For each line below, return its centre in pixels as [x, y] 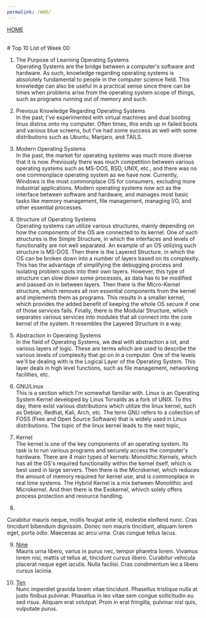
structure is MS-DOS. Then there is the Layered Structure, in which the [105, 251]
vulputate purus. [36, 608]
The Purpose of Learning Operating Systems [72, 59]
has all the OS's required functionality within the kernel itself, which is [104, 463]
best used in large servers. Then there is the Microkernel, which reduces [108, 470]
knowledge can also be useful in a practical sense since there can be [103, 86]
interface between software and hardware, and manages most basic [102, 194]
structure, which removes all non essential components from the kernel [106, 291]
